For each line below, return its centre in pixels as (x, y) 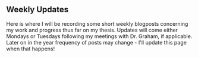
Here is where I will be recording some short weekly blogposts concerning (97, 23)
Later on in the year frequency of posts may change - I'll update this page (97, 42)
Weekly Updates (37, 10)
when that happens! (31, 49)
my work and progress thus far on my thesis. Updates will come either (92, 30)
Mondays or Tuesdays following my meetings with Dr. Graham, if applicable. (99, 36)
